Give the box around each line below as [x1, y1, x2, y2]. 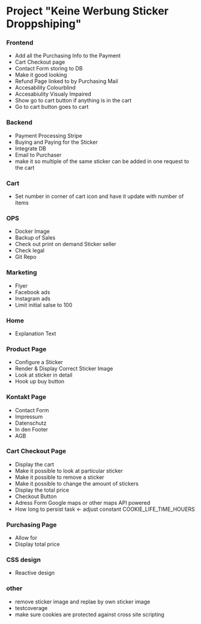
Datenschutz [14, 419, 47, 427]
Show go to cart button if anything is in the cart [14, 97, 132, 104]
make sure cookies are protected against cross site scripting [14, 611, 165, 618]
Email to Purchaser [14, 151, 62, 158]
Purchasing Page [6, 521, 57, 529]
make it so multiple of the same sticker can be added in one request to [14, 158, 190, 165]
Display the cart [14, 460, 55, 468]
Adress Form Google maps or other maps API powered [14, 499, 151, 506]
